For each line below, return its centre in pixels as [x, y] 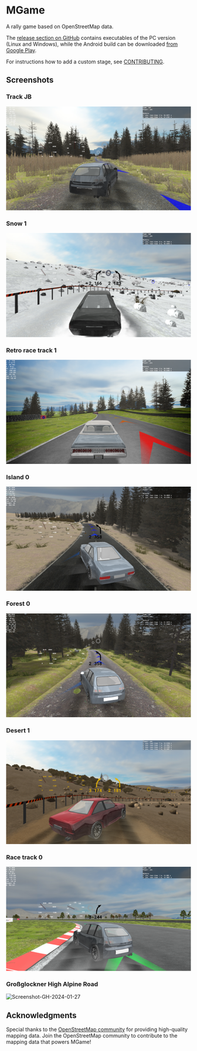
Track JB [19, 97]
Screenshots [30, 80]
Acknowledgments [42, 1015]
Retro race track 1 [31, 350]
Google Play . [21, 50]
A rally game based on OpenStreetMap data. [60, 26]
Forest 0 [18, 604]
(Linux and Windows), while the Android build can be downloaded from [92, 44]
